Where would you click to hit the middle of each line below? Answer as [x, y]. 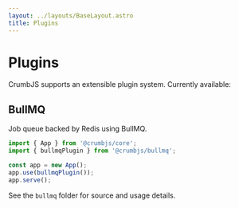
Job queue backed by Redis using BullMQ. [78, 129]
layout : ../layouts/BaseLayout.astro [71, 16]
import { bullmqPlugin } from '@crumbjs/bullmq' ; [92, 151]
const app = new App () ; [48, 165]
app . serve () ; [30, 180]
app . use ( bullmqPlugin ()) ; [51, 172]
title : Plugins [33, 23]
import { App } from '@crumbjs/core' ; [72, 143]
